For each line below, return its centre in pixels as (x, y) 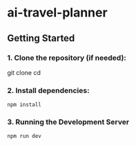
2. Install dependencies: (48, 90)
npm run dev (24, 136)
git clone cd (24, 72)
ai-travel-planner (58, 13)
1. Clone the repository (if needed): (67, 58)
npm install (24, 105)
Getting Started (41, 38)
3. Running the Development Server (68, 122)
